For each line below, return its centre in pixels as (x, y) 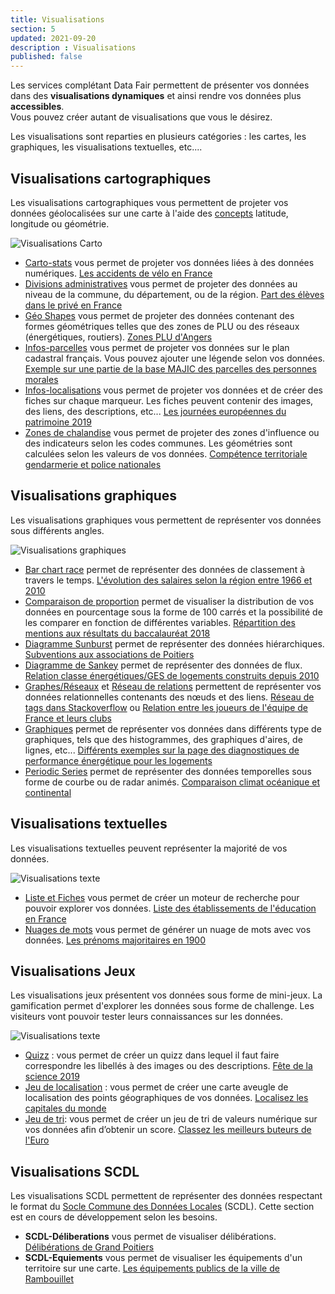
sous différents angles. (57, 530)
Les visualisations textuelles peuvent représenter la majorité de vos (149, 848)
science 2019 (52, 1077)
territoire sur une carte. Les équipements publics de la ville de (152, 1268)
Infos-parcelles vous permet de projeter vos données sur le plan (157, 347)
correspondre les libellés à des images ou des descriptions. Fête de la (168, 1066)
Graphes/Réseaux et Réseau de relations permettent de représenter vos (173, 686)
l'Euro (37, 1140)
